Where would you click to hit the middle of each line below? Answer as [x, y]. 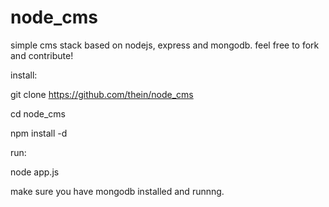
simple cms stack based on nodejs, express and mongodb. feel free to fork [165, 45]
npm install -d [39, 133]
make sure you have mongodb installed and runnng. [117, 191]
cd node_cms [38, 113]
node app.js [35, 172]
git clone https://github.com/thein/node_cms [102, 94]
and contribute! [42, 55]
